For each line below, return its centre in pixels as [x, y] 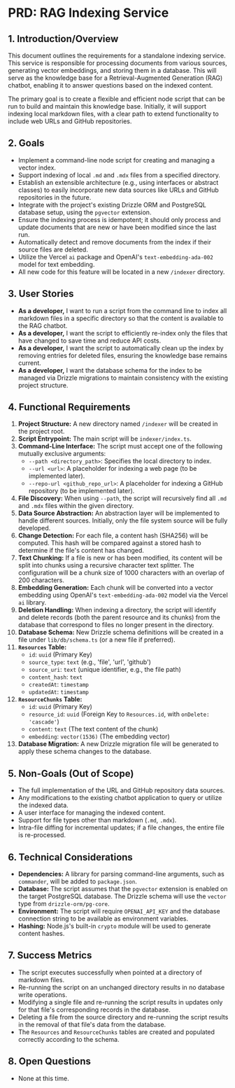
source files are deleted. [53, 249]
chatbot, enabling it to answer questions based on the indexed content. [111, 85]
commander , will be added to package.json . [77, 881]
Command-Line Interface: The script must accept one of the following [120, 446]
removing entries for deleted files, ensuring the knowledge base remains [123, 355]
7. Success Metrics [50, 955]
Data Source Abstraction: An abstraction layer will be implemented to [119, 514]
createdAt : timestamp [59, 684]
